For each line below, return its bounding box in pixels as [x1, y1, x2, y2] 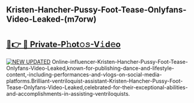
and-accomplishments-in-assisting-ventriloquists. [6, 90, 130, 97]
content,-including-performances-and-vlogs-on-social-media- [6, 71, 162, 78]
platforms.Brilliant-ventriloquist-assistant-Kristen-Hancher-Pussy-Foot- [6, 78, 183, 84]
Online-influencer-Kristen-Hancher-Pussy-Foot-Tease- [52, 58, 188, 65]
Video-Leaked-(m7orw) [6, 14, 97, 25]
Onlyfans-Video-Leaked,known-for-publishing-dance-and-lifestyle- [6, 64, 175, 72]
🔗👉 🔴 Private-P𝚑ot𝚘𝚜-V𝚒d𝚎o [6, 39, 121, 49]
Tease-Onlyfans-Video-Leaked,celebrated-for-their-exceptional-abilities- [6, 84, 188, 91]
